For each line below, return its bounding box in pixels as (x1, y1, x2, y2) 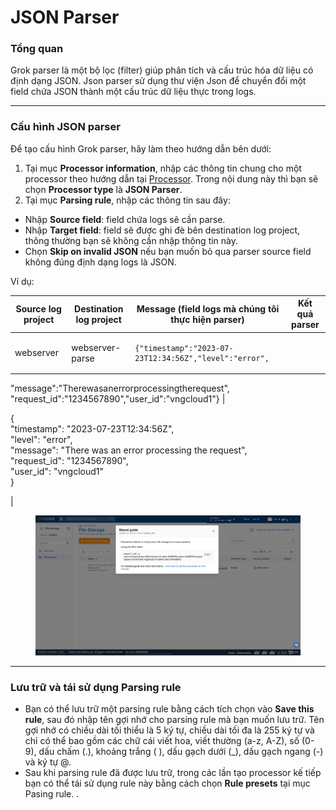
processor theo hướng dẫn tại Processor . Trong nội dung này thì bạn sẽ (24, 172, 319, 185)
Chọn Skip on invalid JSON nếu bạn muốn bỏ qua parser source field (24, 245, 312, 257)
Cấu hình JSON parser (10, 120, 121, 134)
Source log (15, 302, 62, 315)
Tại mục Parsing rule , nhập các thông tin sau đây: (24, 194, 231, 206)
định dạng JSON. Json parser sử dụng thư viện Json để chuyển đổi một (10, 75, 307, 87)
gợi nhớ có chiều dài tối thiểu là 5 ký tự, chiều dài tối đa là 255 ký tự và (24, 724, 315, 736)
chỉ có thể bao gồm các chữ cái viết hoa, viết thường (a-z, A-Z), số (24, 735, 300, 747)
